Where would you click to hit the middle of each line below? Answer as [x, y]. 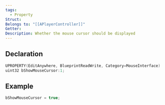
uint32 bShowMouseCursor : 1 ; [35, 71]
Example [19, 86]
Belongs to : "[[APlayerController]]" [45, 24]
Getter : [13, 29]
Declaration [24, 54]
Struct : [13, 19]
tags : [11, 10]
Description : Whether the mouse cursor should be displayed [71, 33]
